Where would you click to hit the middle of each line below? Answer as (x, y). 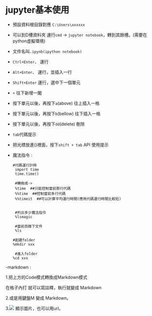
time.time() (27, 174)
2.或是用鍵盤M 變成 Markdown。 (38, 298)
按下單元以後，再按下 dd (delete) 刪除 (49, 124)
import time (27, 169)
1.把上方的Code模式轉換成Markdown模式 (46, 277)
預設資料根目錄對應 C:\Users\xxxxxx (49, 24)
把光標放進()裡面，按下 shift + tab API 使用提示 (60, 145)
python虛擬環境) (29, 41)
